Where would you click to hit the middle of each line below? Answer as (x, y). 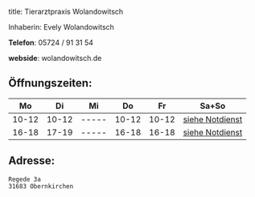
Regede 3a (25, 179)
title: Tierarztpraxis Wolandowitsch (66, 12)
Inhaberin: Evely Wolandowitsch (62, 27)
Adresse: (32, 161)
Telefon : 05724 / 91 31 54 (51, 42)
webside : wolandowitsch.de (55, 58)
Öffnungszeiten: (50, 83)
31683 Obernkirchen (41, 186)
